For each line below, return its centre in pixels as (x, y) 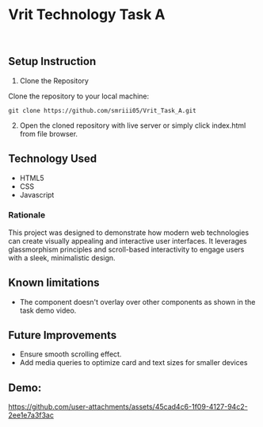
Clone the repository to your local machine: (79, 96)
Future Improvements (63, 335)
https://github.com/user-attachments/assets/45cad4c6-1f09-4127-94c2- (128, 407)
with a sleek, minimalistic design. (62, 258)
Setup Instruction (52, 62)
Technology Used (53, 159)
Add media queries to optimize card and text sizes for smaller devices (133, 363)
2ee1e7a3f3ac (31, 415)
